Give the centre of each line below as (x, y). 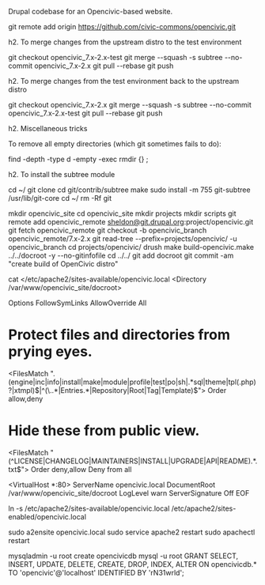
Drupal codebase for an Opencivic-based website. (90, 11)
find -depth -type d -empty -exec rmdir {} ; (78, 159)
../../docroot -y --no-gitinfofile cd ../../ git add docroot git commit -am (121, 255)
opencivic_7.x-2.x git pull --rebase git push (104, 66)
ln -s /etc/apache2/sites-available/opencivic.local (89, 508)
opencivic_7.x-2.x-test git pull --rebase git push (85, 113)
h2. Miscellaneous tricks (48, 128)
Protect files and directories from (119, 335)
